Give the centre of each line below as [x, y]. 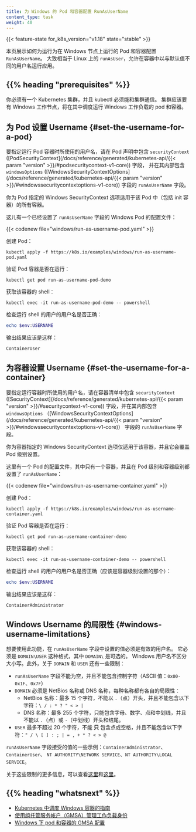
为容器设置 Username [46, 368]
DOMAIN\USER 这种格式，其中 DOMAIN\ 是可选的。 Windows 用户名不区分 [102, 656]
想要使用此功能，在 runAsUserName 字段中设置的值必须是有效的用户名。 [91, 649]
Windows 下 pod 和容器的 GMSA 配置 [60, 823]
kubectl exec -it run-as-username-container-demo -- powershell [86, 559]
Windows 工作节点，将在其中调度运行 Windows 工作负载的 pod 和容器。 [100, 107]
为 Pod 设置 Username [47, 127]
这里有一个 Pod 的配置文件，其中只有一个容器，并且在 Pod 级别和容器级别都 [98, 466]
